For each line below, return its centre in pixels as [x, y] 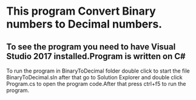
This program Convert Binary [81, 11]
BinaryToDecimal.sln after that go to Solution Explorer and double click [95, 77]
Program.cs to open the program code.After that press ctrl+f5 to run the [96, 84]
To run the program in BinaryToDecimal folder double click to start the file [98, 71]
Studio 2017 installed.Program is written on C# [96, 56]
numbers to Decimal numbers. [84, 24]
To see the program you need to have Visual [91, 47]
